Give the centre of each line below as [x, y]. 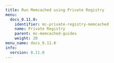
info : [11, 48]
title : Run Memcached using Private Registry [55, 10]
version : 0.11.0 [27, 52]
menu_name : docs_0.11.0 [31, 43]
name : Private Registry [40, 29]
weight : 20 [26, 39]
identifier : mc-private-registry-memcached [62, 24]
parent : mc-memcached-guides [46, 34]
